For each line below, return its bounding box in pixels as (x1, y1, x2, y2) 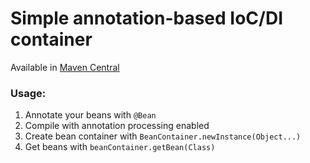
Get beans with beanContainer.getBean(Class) (24, 141, 216, 153)
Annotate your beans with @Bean (24, 109, 157, 121)
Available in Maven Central (10, 61, 120, 73)
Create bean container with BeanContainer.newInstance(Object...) (24, 130, 302, 142)
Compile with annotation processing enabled (24, 120, 210, 132)
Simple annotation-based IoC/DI (10, 7, 284, 30)
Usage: (10, 86, 47, 100)
